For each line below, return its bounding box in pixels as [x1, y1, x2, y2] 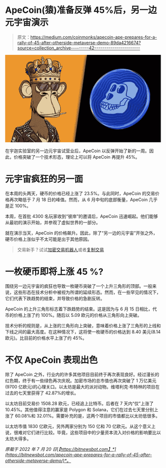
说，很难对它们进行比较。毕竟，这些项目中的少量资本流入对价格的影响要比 [5, 429, 157, 435]
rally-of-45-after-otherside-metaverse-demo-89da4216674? [17, 40, 141, 45]
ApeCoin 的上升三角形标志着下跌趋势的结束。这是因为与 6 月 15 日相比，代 [5, 306, 157, 312]
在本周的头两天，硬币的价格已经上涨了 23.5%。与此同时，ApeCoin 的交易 [5, 191, 156, 197]
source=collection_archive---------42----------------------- [17, 45, 140, 51]
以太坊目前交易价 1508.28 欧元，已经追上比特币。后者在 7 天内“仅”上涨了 [5, 401, 154, 407]
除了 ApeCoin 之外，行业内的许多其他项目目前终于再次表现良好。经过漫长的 [5, 372, 160, 378]
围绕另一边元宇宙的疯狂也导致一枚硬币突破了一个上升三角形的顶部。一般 [5, 283, 152, 289]
